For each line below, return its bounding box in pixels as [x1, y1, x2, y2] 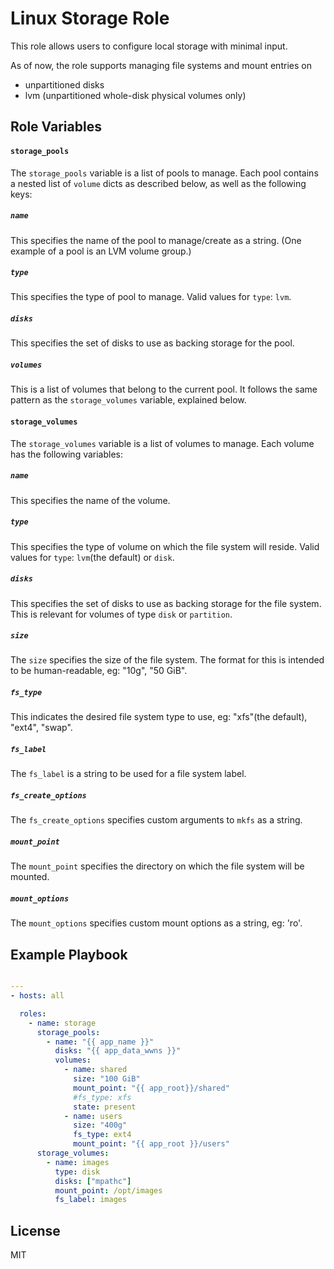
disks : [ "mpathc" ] [54, 1176, 132, 1186]
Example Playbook [10, 946, 128, 963]
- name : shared [63, 1065, 128, 1075]
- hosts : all [10, 991, 65, 1001]
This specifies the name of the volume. [10, 494, 171, 506]
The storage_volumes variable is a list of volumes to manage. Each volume [10, 437, 315, 449]
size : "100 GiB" [73, 1074, 141, 1084]
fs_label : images [54, 1195, 128, 1205]
